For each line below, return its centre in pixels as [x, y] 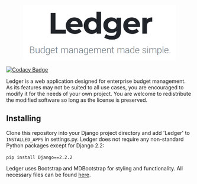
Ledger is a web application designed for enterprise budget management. [96, 81]
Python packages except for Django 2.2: [55, 145]
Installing [24, 119]
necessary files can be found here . [49, 175]
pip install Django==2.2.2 [39, 157]
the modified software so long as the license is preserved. [77, 100]
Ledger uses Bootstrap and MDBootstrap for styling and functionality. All [95, 168]
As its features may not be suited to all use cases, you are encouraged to [95, 87]
